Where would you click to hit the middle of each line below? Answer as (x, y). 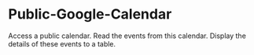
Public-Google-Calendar (90, 14)
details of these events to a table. (62, 43)
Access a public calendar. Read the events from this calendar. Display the (127, 36)
